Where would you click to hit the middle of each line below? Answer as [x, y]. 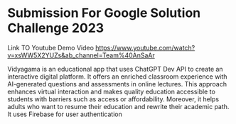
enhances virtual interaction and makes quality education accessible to [111, 91]
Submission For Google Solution [104, 13]
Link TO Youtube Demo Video [51, 47]
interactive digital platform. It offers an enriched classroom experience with [117, 77]
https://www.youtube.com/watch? [145, 47]
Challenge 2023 [56, 28]
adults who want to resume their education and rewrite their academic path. [118, 106]
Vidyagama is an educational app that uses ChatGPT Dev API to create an [115, 69]
